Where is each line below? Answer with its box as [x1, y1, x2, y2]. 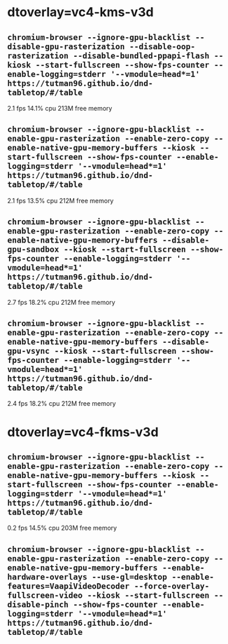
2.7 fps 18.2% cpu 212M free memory [7, 298, 115, 306]
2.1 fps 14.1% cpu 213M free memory [7, 104, 113, 112]
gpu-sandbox [7, 245, 59, 254]
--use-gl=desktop [92, 572, 168, 582]
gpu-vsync [7, 346, 50, 356]
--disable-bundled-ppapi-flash [73, 50, 210, 60]
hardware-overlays [7, 572, 87, 582]
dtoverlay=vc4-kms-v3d [7, 4, 154, 20]
